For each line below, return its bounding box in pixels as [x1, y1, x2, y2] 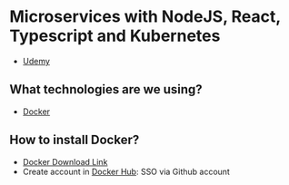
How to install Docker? [9, 132, 140, 148]
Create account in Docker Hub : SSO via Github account [22, 166, 230, 177]
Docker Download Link [22, 156, 108, 167]
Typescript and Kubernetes [9, 25, 221, 46]
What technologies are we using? [9, 82, 203, 97]
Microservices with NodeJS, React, [9, 6, 281, 27]
